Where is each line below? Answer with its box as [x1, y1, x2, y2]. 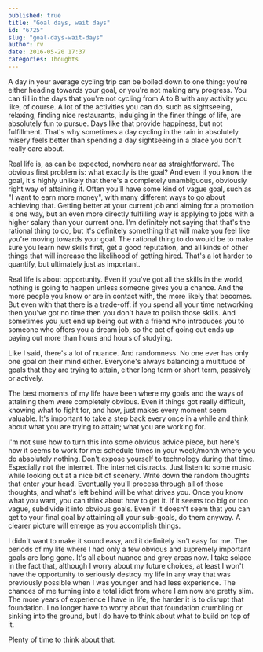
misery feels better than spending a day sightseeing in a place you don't [8, 135, 242, 145]
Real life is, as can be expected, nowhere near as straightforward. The [8, 159, 235, 168]
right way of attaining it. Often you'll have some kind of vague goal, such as [8, 184, 253, 193]
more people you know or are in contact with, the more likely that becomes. [8, 291, 253, 300]
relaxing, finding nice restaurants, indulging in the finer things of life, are [8, 110, 242, 120]
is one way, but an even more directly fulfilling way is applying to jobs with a [8, 209, 254, 219]
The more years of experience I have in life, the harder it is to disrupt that [8, 595, 245, 604]
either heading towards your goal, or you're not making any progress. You [8, 85, 247, 94]
